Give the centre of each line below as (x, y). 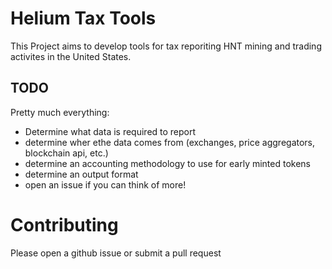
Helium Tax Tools (83, 18)
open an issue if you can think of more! (105, 184)
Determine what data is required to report (110, 131)
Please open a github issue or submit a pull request (116, 253)
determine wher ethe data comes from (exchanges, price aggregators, (170, 142)
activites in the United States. (71, 56)
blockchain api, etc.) (66, 153)
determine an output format (81, 174)
